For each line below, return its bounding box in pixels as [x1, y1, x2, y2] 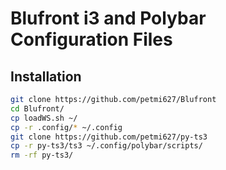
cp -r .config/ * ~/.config [10, 122, 123, 132]
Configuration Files [10, 28, 173, 51]
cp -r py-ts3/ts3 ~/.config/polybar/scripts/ [10, 141, 203, 151]
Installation [10, 68, 82, 85]
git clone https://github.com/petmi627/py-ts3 [10, 132, 208, 142]
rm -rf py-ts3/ [10, 150, 74, 161]
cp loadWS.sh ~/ [10, 113, 78, 123]
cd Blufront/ [10, 103, 65, 114]
